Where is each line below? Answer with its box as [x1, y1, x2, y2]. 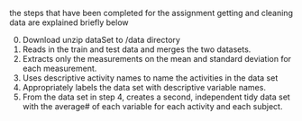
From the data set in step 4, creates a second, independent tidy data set [22, 91, 290, 102]
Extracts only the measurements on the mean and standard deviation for [22, 54, 291, 64]
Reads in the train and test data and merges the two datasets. [22, 44, 252, 55]
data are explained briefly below [9, 17, 129, 28]
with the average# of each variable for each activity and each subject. [22, 101, 283, 111]
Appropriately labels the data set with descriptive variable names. [22, 82, 266, 92]
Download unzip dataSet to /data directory [22, 35, 180, 45]
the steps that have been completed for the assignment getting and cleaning [9, 8, 293, 18]
